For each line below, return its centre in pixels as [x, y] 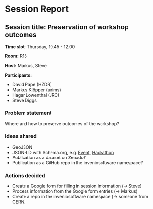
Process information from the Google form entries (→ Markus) [75, 191]
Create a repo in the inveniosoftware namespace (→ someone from [80, 196]
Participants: [19, 75]
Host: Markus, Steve [26, 65]
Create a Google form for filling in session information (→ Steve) [77, 186]
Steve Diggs [24, 100]
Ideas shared [21, 136]
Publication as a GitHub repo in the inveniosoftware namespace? [77, 162]
